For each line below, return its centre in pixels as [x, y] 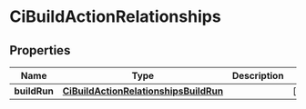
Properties [40, 50]
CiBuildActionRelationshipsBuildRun [143, 91]
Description [258, 76]
